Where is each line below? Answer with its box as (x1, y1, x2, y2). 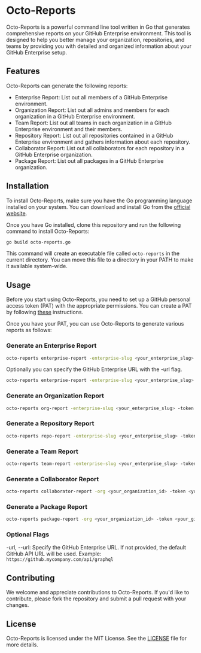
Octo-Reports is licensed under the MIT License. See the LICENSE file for (6, 635, 187, 642)
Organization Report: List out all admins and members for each (14, 106, 169, 114)
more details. (6, 641, 39, 648)
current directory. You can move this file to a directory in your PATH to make (6, 256, 194, 263)
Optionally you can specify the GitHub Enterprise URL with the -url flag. (6, 366, 182, 373)
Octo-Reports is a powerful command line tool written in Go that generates (6, 23, 190, 31)
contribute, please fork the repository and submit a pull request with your (6, 595, 187, 602)
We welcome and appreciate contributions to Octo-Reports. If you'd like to (6, 589, 190, 596)
